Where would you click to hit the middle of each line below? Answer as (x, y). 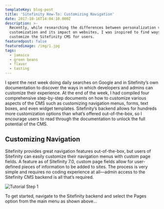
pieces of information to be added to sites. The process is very (85, 167)
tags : (10, 50)
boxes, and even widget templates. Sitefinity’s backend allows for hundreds (81, 108)
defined (13, 167)
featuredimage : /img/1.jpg (32, 46)
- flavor (18, 64)
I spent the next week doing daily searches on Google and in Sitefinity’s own (82, 83)
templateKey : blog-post (29, 10)
